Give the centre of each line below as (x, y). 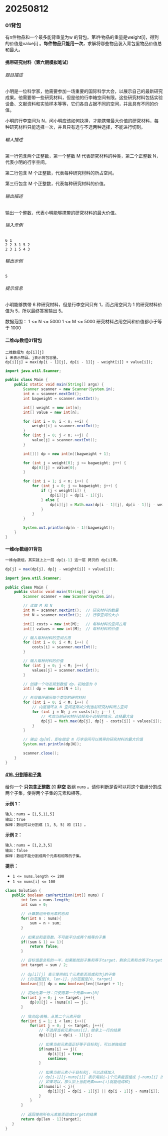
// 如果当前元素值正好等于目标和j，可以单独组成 (82, 1044)
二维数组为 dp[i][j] (24, 352)
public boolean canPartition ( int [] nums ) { (58, 895)
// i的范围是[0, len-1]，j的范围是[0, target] (67, 979)
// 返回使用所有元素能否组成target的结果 (59, 1115)
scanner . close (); (41, 753)
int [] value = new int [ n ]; (51, 412)
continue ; (58, 1059)
